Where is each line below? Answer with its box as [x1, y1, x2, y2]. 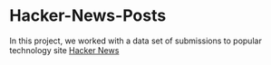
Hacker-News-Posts [9, 5, 167, 26]
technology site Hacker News [9, 44, 120, 55]
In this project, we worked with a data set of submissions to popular [9, 35, 263, 46]
